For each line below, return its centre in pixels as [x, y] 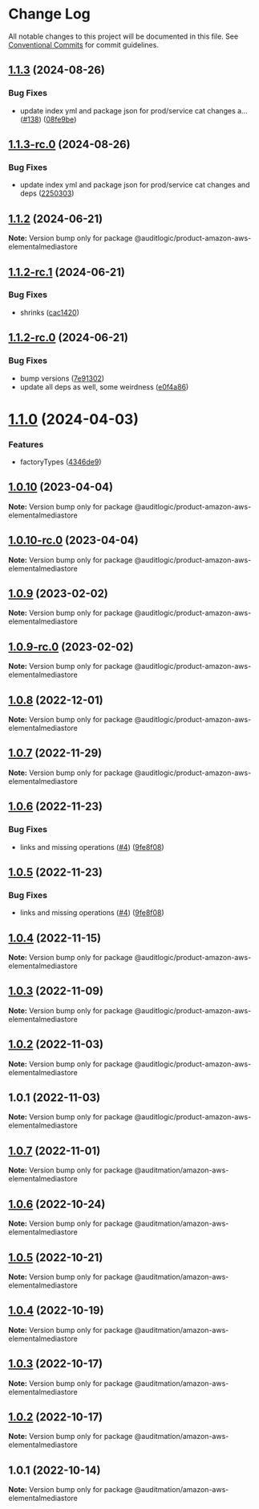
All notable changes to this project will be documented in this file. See [123, 36]
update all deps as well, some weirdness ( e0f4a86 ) [104, 386]
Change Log [49, 14]
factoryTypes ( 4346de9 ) [61, 462]
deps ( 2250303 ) [47, 193]
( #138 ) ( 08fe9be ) [48, 119]
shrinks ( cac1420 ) [50, 312]
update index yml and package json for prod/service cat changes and [135, 185]
